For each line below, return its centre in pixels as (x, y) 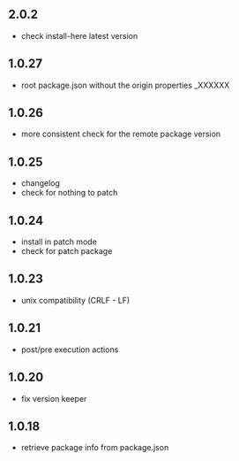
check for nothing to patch (69, 193)
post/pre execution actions (70, 350)
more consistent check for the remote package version (121, 134)
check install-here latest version (79, 35)
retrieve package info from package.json (95, 448)
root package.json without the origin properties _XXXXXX (125, 85)
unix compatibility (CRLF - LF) (75, 300)
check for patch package (67, 251)
